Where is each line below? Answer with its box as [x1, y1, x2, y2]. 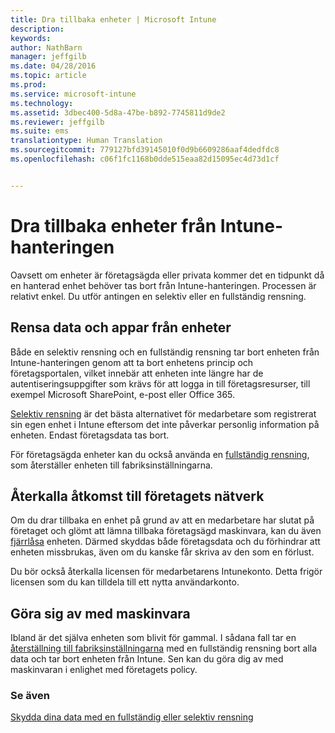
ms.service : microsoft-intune [10, 89, 137, 99]
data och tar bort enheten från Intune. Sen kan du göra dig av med [10, 653, 284, 665]
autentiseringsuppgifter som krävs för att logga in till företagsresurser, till [10, 377, 311, 390]
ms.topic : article [10, 71, 87, 81]
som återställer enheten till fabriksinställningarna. [10, 459, 213, 471]
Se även [10, 689, 50, 703]
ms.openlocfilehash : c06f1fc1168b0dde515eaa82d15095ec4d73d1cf [10, 154, 280, 164]
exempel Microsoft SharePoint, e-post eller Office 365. [10, 388, 236, 400]
